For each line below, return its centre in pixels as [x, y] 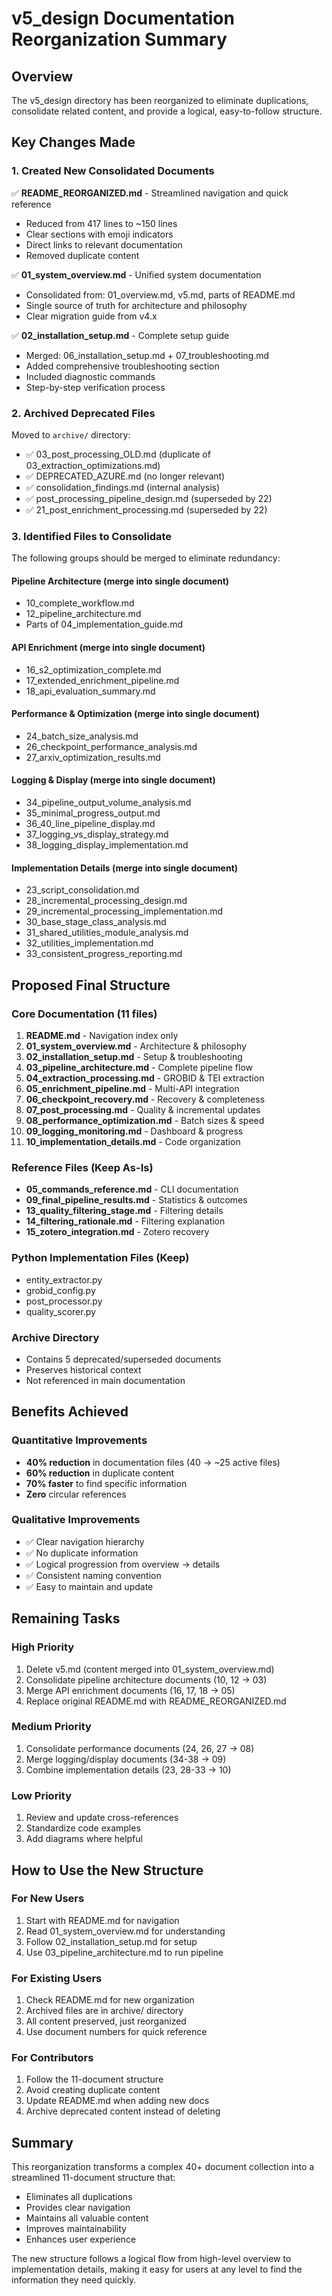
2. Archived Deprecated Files [83, 413]
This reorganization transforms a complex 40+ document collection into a [163, 2167]
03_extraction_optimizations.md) [93, 465]
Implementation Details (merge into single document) [125, 868]
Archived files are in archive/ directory [104, 2011]
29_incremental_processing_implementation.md [124, 911]
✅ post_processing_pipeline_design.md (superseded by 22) [149, 498]
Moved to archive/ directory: [71, 434]
